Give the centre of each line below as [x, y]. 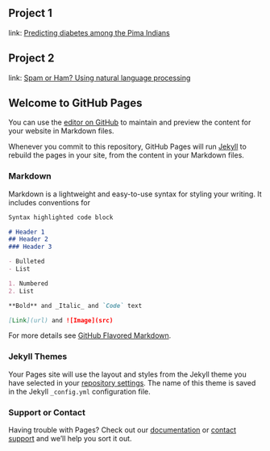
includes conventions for [50, 202]
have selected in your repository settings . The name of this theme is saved [132, 382]
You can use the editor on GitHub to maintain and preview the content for [130, 122]
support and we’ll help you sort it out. [70, 439]
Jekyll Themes [38, 356]
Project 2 [31, 59]
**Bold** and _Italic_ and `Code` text [75, 306]
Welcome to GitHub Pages [75, 103]
